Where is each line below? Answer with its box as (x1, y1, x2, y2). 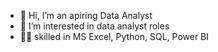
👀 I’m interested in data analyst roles (19, 20, 170, 32)
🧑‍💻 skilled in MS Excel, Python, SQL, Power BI (19, 31, 210, 42)
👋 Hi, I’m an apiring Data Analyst (19, 10, 153, 21)
